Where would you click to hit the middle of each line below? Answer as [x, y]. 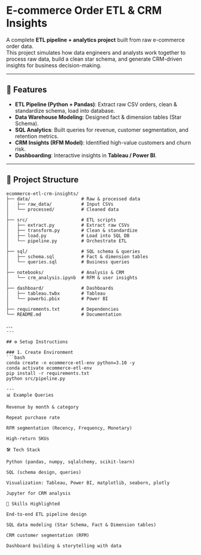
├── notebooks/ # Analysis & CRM [65, 272]
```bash [16, 358]
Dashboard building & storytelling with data [64, 546]
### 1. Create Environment [40, 352]
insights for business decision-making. [54, 65]
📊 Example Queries [30, 395]
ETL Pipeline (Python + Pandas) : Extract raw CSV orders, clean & [96, 104]
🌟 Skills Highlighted [33, 504]
